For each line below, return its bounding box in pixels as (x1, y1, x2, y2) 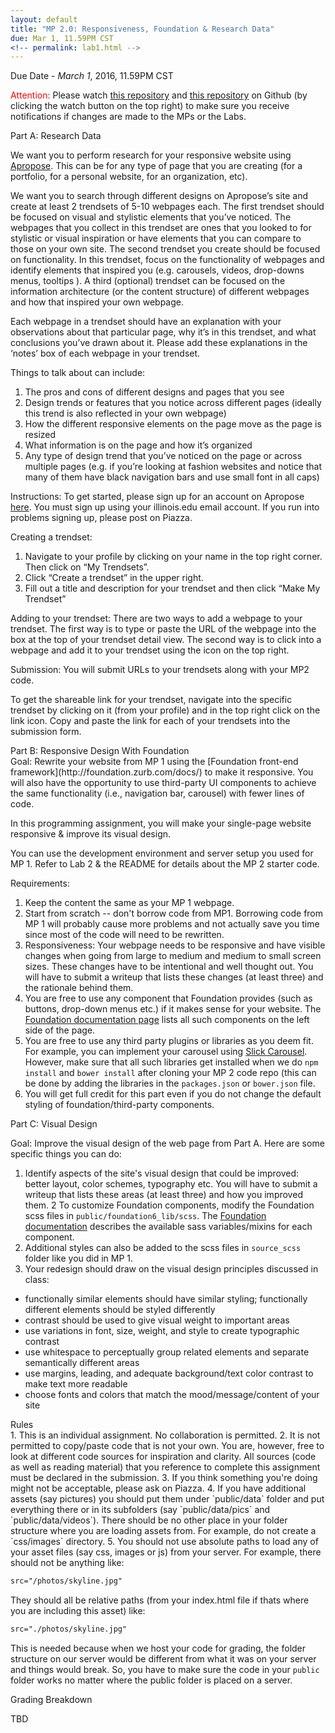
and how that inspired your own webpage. (10, 296, 184, 308)
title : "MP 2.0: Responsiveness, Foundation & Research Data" (10, 24, 275, 34)
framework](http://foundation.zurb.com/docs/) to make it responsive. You (10, 766, 314, 778)
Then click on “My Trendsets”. (24, 561, 150, 573)
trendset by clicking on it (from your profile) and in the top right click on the (10, 704, 321, 716)
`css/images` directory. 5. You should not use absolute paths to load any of (10, 1536, 319, 1548)
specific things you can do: (10, 1148, 122, 1160)
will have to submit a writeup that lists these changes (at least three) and (24, 971, 324, 983)
